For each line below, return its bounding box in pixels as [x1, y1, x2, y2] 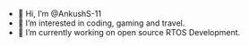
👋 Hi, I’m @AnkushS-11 [17, 9, 101, 19]
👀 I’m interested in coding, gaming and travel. [17, 18, 185, 28]
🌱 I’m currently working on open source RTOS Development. [17, 27, 241, 37]
